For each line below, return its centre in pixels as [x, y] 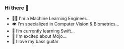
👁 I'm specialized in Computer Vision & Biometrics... [65, 24]
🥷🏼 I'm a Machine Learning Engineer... [51, 19]
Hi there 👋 [17, 8]
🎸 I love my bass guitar [35, 42]
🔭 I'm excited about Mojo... [39, 36]
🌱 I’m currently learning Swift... [43, 31]
